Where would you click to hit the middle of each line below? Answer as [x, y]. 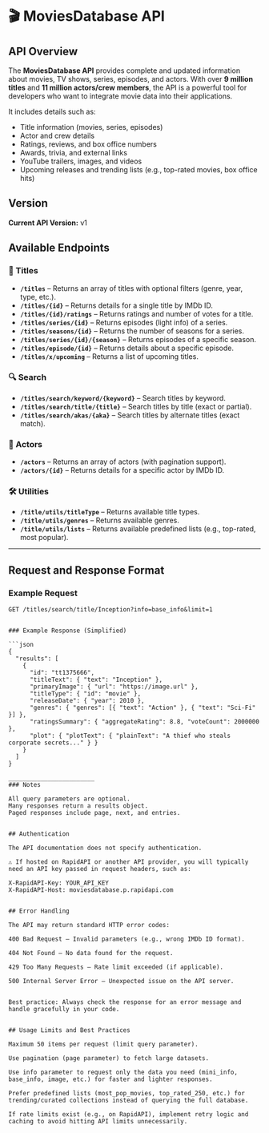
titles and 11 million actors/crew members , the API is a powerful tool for [128, 87]
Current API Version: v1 [48, 223]
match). [32, 423]
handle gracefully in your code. [64, 1010]
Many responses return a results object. [78, 806]
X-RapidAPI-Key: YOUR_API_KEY [59, 883]
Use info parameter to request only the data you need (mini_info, [123, 1073]
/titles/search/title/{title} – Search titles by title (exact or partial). [136, 406]
